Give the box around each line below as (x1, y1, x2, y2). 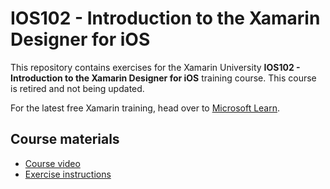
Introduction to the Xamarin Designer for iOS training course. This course (10, 72, 317, 84)
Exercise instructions (24, 168, 112, 180)
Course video (24, 157, 81, 169)
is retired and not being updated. (10, 82, 145, 94)
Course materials (10, 131, 120, 148)
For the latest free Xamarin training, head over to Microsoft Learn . (10, 102, 281, 114)
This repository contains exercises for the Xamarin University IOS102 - (10, 61, 301, 73)
